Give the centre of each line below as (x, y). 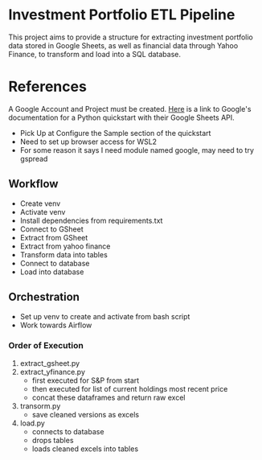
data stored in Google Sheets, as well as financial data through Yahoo (123, 45)
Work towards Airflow (56, 325)
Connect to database (55, 263)
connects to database (68, 431)
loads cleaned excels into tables (85, 449)
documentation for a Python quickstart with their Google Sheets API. (121, 117)
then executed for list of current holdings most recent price (130, 388)
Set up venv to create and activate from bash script (105, 316)
